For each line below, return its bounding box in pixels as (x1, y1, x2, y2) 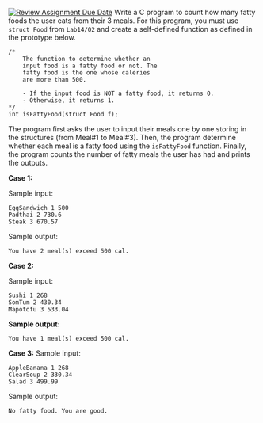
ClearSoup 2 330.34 (8, 371, 73, 379)
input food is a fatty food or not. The (22, 62, 158, 70)
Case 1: (8, 173, 33, 182)
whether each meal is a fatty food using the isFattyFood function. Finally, (8, 141, 247, 151)
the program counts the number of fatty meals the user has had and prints (8, 150, 251, 158)
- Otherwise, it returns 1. (22, 97, 115, 105)
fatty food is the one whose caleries (22, 69, 151, 77)
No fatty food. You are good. (8, 407, 109, 415)
